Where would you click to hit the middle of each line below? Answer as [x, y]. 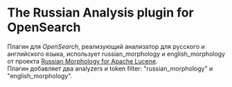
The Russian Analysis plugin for [100, 13]
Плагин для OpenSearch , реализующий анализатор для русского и [106, 46]
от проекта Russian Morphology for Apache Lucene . [82, 61]
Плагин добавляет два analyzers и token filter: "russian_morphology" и [110, 68]
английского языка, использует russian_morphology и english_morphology [116, 54]
